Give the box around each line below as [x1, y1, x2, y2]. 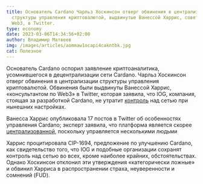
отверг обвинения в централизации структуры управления [6, 77, 159, 84]
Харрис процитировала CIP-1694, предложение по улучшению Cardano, [6, 139, 193, 147]
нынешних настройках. [6, 103, 66, 110]
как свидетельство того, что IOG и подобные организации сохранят [6, 145, 182, 153]
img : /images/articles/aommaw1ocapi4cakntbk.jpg [6, 43, 131, 49]
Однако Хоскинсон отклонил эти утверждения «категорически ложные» [6, 158, 195, 166]
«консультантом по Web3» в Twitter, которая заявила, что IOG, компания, [6, 90, 196, 97]
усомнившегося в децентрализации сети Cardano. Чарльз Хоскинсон [6, 71, 186, 78]
